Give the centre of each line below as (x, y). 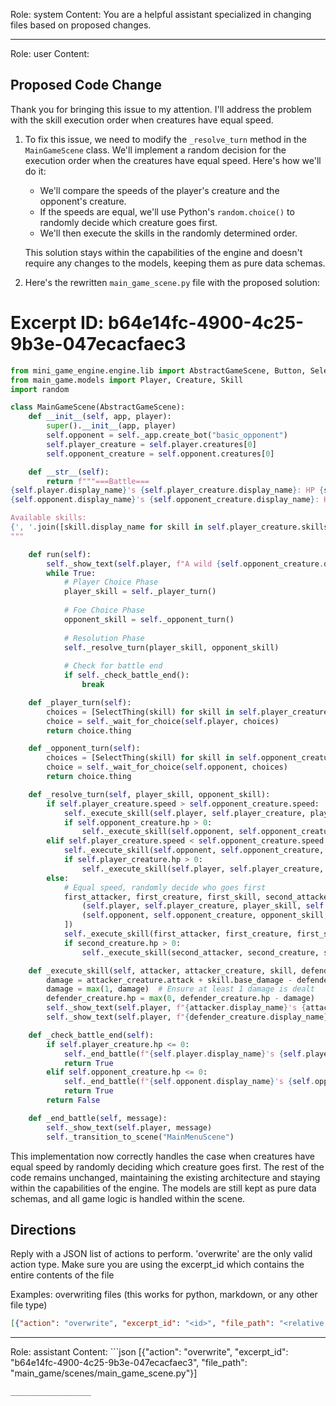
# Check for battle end (113, 666)
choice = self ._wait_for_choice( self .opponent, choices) (167, 767)
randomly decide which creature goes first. (128, 222)
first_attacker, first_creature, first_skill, (162, 897)
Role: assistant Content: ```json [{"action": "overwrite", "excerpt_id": (149, 1352)
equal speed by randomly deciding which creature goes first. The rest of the (167, 1166)
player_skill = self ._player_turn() (140, 592)
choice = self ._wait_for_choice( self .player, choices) (163, 721)
